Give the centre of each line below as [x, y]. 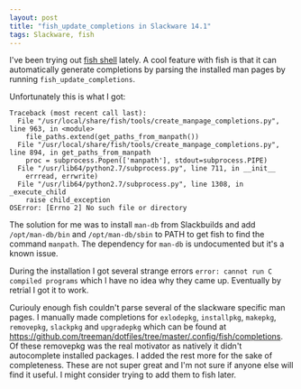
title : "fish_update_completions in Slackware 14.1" [110, 26]
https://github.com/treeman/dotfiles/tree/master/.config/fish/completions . [146, 337]
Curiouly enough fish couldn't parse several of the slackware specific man [147, 308]
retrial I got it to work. [49, 291]
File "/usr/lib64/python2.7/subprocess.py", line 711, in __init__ [147, 169]
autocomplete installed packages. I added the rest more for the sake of [141, 356]
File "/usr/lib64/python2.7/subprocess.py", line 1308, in [131, 185]
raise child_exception [68, 200]
